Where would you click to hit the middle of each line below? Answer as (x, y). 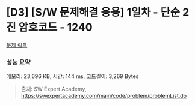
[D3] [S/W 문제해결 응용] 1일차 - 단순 (93, 12)
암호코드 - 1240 (55, 27)
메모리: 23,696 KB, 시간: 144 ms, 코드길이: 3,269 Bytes (73, 76)
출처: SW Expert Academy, (54, 89)
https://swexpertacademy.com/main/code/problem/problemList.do (104, 96)
